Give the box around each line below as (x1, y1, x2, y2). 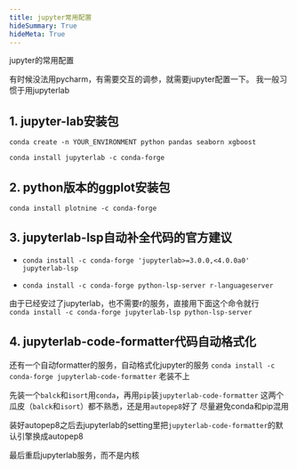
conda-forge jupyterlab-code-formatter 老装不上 (9, 370, 190, 381)
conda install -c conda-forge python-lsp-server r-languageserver (21, 281, 274, 290)
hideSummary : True (9, 21, 77, 30)
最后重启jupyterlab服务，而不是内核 (9, 449, 140, 460)
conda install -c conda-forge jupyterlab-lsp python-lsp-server (9, 308, 253, 317)
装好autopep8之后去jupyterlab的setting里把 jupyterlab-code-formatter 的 (9, 419, 276, 430)
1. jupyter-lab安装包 (9, 113, 119, 129)
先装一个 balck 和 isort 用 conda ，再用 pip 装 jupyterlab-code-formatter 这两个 (9, 389, 285, 400)
